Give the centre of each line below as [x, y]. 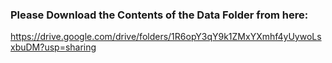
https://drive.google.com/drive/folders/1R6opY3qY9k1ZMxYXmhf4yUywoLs [166, 37]
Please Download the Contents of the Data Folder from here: [159, 15]
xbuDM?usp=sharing [53, 47]
